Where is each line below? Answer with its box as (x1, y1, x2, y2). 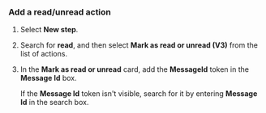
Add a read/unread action (8, 6, 112, 18)
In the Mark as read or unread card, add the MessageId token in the (19, 65, 250, 74)
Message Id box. (19, 73, 77, 83)
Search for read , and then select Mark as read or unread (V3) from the (19, 40, 258, 50)
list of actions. (19, 49, 67, 59)
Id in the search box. (19, 98, 89, 107)
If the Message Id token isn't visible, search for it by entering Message (19, 89, 258, 98)
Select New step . (19, 25, 79, 35)
